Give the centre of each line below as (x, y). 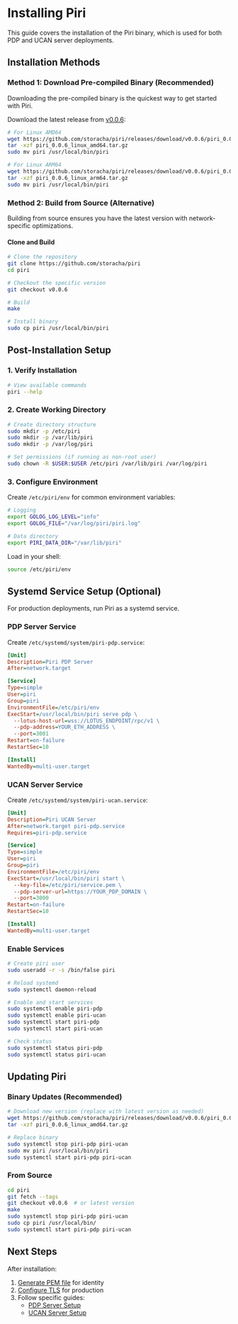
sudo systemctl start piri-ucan (55, 1029)
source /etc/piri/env (39, 569)
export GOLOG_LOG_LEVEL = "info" (53, 517)
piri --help (25, 392)
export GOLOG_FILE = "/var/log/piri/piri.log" (74, 524)
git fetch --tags (33, 1196)
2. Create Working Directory (57, 410)
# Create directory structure (52, 424)
